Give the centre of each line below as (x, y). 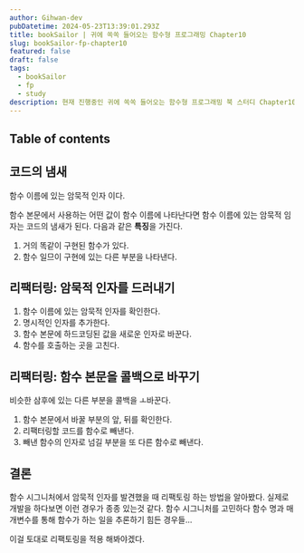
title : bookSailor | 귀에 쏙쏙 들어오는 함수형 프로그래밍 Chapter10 (128, 34)
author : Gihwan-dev (46, 18)
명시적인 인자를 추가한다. (66, 323)
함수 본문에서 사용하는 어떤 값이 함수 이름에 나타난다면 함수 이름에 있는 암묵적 (146, 215)
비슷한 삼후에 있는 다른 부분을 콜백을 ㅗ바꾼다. (90, 401)
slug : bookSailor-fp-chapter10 (68, 43)
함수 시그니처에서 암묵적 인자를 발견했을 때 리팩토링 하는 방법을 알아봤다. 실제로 (149, 497)
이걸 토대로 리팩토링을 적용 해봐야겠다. (77, 539)
